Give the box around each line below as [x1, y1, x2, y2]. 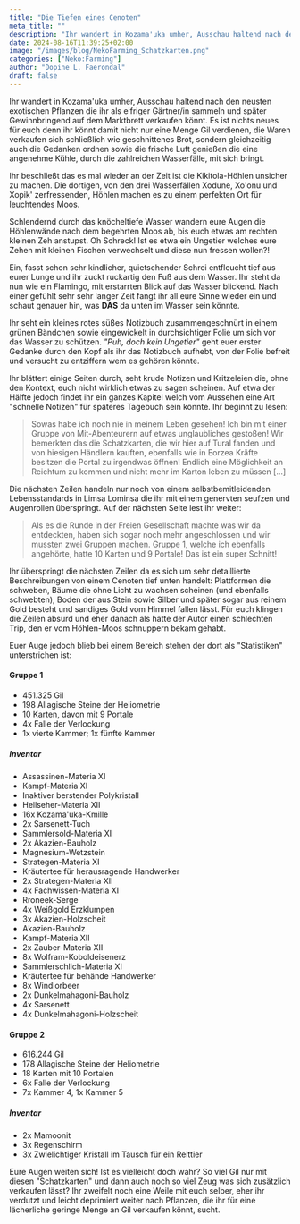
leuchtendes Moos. [9, 199, 80, 209]
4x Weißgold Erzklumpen [21, 904, 115, 914]
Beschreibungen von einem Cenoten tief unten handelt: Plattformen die [9, 574, 271, 586]
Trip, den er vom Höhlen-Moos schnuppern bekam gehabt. [9, 623, 226, 633]
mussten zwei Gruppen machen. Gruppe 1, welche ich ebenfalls [30, 539, 266, 549]
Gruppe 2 [9, 1029, 46, 1040]
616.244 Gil [21, 1049, 64, 1060]
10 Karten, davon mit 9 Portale [21, 709, 134, 719]
